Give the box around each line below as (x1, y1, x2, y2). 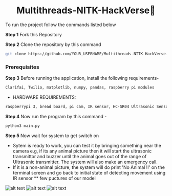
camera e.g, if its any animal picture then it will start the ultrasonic (12, 148, 152, 154)
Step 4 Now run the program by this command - (5, 113, 107, 119)
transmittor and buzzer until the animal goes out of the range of (12, 153, 147, 159)
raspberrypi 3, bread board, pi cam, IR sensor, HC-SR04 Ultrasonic (5, 104, 155, 109)
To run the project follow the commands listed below (5, 21, 116, 28)
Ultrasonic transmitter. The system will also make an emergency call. (12, 159, 158, 165)
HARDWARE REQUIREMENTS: (12, 94, 76, 100)
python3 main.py (5, 123, 40, 128)
